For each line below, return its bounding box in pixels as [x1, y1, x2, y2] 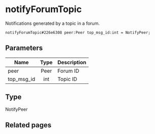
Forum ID [57, 67, 80, 74]
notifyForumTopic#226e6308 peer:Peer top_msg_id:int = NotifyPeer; [5, 30, 151, 35]
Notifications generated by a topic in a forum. [5, 20, 100, 26]
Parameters [5, 44, 43, 53]
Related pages [5, 120, 52, 129]
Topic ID [57, 75, 77, 82]
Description [57, 59, 87, 66]
